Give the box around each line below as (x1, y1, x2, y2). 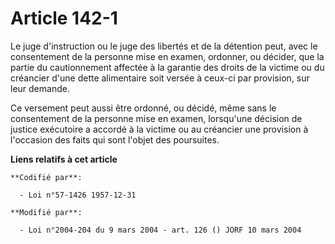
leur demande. (10, 82, 70, 94)
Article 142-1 (10, 7, 118, 30)
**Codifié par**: (10, 172, 83, 182)
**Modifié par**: (10, 207, 83, 217)
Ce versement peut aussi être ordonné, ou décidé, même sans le (10, 102, 277, 114)
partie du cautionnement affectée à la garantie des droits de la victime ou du (10, 61, 325, 73)
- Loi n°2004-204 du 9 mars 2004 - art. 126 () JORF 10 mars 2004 (19, 225, 302, 235)
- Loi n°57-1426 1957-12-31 (19, 190, 137, 200)
